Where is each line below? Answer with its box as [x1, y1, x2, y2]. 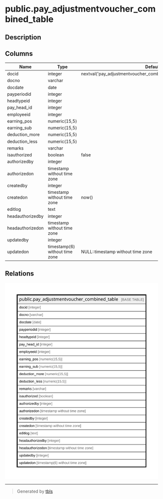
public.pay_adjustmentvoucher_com [5, 3, 156, 15]
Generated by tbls [16, 488, 53, 494]
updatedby [7, 237, 29, 243]
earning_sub [7, 125, 32, 131]
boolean [48, 152, 65, 158]
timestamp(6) [48, 244, 75, 250]
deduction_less [7, 138, 38, 144]
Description [5, 33, 41, 41]
